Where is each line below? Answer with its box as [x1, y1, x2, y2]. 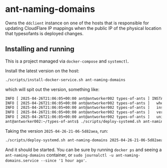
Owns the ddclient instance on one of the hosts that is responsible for [5, 20, 149, 26]
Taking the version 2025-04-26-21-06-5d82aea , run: [5, 128, 108, 134]
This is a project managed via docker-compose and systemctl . [5, 58, 129, 64]
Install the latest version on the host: [5, 68, 80, 74]
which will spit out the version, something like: [5, 86, 99, 92]
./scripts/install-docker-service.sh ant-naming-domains [5, 77, 126, 83]
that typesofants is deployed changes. [5, 30, 83, 36]
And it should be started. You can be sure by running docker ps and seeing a [5, 147, 162, 153]
